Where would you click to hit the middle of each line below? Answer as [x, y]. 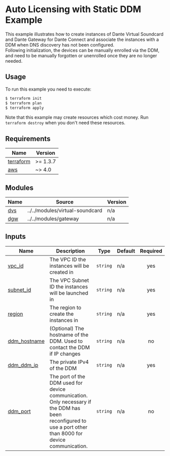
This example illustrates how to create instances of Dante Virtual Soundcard [84, 34]
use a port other [68, 427]
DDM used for [66, 383]
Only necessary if [70, 402]
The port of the [67, 377]
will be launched [69, 293]
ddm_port [19, 411]
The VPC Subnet [69, 280]
